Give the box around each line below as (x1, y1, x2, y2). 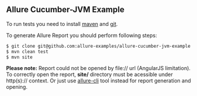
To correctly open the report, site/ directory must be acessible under (6, 71, 173, 78)
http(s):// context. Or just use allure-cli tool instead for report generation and (6, 77, 191, 84)
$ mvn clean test (6, 48, 49, 55)
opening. (6, 84, 28, 91)
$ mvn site (6, 54, 33, 60)
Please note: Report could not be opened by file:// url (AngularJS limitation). (6, 65, 191, 72)
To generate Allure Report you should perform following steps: (6, 32, 158, 39)
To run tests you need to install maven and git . (6, 20, 118, 27)
